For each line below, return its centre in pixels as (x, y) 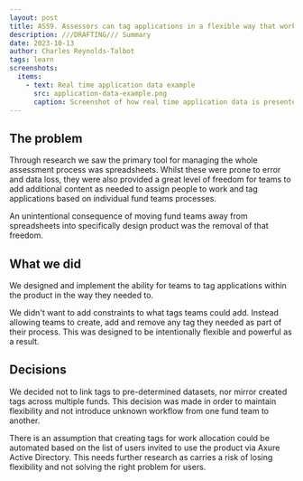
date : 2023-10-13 (42, 43)
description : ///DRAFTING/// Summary (80, 34)
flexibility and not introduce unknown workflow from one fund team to (139, 410)
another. (25, 420)
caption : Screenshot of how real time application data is (146, 102)
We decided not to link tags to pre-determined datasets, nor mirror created (148, 391)
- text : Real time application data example (110, 85)
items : (30, 77)
